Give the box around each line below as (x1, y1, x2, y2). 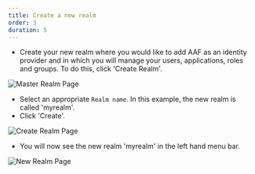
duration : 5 (8, 26, 47, 34)
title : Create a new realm (8, 11, 97, 20)
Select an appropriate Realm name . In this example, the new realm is (19, 95, 237, 104)
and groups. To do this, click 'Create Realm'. (19, 64, 162, 74)
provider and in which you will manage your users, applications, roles (19, 56, 244, 65)
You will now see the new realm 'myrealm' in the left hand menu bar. (19, 142, 241, 151)
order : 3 (8, 19, 37, 27)
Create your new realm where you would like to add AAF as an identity (19, 48, 247, 57)
